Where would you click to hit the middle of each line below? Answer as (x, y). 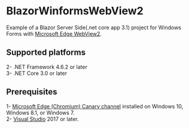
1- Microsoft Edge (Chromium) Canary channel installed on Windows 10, (95, 106)
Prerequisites (32, 92)
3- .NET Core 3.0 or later (37, 73)
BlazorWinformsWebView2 (75, 11)
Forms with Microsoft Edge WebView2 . (54, 33)
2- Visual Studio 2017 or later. (42, 119)
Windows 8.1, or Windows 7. (40, 113)
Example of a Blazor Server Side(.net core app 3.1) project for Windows (94, 27)
